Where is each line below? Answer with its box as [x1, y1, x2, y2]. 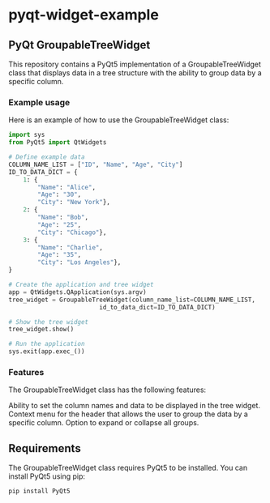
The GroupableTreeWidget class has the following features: [8, 385, 207, 394]
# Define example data [8, 153, 85, 161]
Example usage [8, 96, 71, 108]
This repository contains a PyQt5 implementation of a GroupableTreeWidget [8, 59, 262, 69]
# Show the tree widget [8, 318, 89, 326]
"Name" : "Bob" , [37, 213, 89, 222]
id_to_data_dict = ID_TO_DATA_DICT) [98, 303, 216, 311]
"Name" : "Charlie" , [37, 243, 104, 252]
